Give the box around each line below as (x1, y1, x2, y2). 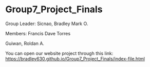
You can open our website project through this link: (5, 50, 114, 56)
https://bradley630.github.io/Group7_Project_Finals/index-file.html (5, 55, 145, 62)
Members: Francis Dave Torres (5, 30, 71, 36)
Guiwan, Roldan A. (5, 40, 45, 47)
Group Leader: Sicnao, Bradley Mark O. (5, 20, 88, 27)
